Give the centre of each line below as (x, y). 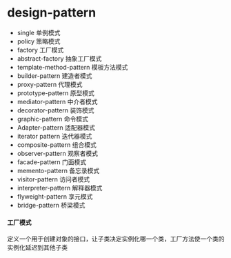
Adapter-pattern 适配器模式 (56, 127)
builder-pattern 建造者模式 (54, 76)
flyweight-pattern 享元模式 (55, 196)
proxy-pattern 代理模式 (50, 84)
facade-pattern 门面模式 (52, 162)
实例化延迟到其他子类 (37, 248)
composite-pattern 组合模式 (57, 145)
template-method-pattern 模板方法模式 (72, 67)
